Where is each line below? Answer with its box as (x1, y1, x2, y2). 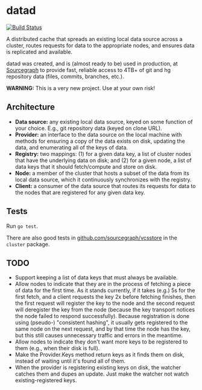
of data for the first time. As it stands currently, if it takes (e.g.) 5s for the (14, 287, 195, 294)
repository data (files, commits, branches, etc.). (6, 73, 125, 80)
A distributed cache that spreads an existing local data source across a (6, 35, 183, 42)
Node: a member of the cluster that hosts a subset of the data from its (14, 169, 190, 177)
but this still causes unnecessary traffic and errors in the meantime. (14, 332, 183, 339)
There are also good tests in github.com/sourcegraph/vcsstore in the (6, 234, 178, 241)
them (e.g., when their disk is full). (14, 345, 100, 352)
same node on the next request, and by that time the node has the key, (14, 325, 191, 333)
